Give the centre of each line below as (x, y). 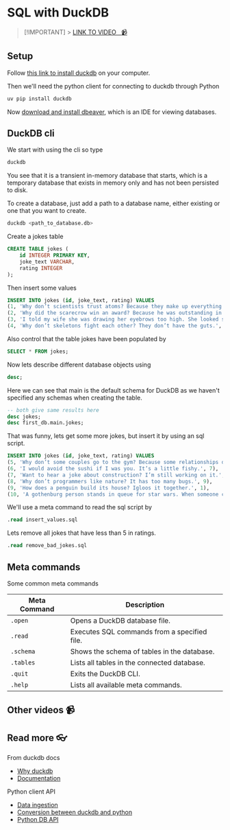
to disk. (17, 190)
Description (145, 604)
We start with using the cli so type (55, 150)
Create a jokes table (35, 237)
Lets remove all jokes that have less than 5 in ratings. (81, 533)
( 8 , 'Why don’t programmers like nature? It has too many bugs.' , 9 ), (110, 481)
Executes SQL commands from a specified (139, 632)
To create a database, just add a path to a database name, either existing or (114, 203)
